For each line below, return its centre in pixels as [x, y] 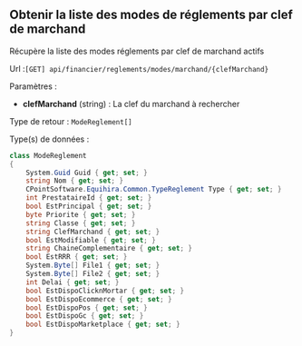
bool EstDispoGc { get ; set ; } [85, 316]
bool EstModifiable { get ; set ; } [91, 240]
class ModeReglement [49, 155]
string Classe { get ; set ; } [81, 223]
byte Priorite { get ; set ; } [81, 214]
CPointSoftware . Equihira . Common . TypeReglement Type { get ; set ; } [154, 190]
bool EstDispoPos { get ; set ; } [87, 308]
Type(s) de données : [49, 139]
